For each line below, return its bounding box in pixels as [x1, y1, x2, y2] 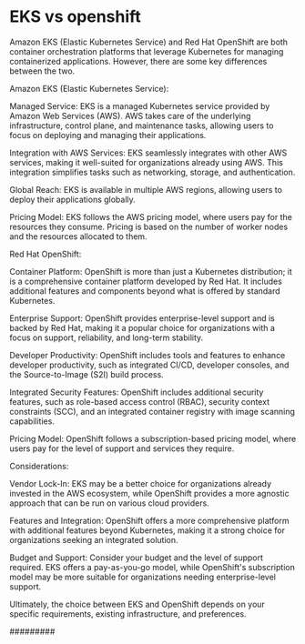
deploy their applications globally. [9, 194, 137, 205]
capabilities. [9, 416, 55, 427]
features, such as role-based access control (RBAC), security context [9, 396, 270, 407]
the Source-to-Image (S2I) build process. [9, 368, 164, 379]
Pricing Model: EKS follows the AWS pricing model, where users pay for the [9, 211, 293, 222]
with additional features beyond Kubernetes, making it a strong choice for [9, 525, 285, 536]
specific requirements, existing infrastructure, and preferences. [9, 608, 248, 619]
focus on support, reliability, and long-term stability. [9, 332, 204, 343]
